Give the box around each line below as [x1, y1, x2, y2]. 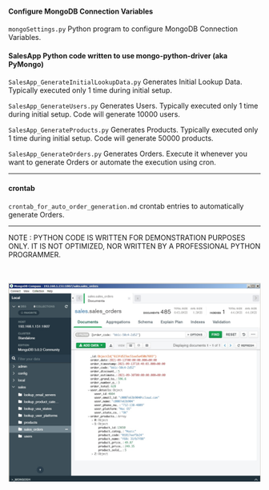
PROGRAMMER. [8, 249, 62, 259]
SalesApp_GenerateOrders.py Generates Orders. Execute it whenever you [8, 149, 248, 159]
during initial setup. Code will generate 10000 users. [8, 110, 180, 119]
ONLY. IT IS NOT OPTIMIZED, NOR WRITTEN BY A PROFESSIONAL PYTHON [8, 241, 261, 251]
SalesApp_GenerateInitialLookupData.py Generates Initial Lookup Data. [8, 77, 243, 87]
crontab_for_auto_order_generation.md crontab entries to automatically [8, 201, 244, 211]
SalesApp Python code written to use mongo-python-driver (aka [8, 50, 228, 60]
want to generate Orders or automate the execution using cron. [8, 157, 216, 167]
